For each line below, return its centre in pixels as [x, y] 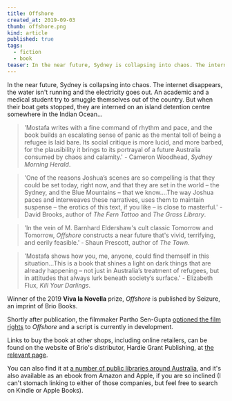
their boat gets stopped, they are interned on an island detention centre [109, 106]
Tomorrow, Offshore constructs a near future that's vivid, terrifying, [120, 235]
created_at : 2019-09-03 [41, 20]
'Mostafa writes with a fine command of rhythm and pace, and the [118, 127]
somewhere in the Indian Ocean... [55, 114]
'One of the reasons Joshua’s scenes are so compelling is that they [119, 178]
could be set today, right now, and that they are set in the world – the [122, 185]
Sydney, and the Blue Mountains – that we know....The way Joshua [119, 192]
